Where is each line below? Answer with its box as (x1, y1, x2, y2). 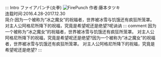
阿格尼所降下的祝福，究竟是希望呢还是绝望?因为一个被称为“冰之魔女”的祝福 (5, 35, 156, 41)
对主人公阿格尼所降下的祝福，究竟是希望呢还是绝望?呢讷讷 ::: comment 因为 (5, 23, 157, 28)
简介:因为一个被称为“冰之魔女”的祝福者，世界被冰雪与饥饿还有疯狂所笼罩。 (5, 17, 155, 22)
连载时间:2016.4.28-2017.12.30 (5, 11, 65, 16)
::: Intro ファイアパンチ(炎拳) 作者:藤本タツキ (5, 5, 120, 10)
